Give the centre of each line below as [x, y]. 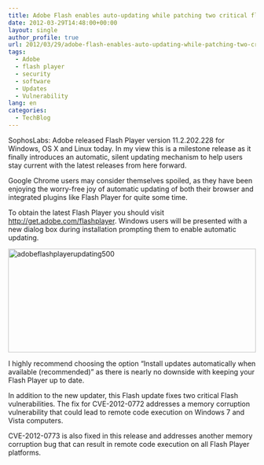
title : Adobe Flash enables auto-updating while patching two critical [128, 15]
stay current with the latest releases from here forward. [97, 165]
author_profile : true [44, 37]
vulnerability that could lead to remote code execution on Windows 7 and [126, 412]
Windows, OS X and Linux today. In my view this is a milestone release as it [130, 148]
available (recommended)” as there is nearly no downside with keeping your [132, 371]
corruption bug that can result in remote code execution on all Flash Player [129, 444]
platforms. [25, 452]
